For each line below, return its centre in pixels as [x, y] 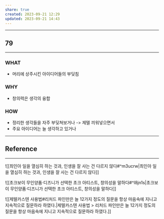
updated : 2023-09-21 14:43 [32, 19]
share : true [17, 10]
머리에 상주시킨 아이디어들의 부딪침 [45, 74]
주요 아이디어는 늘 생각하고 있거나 [44, 129]
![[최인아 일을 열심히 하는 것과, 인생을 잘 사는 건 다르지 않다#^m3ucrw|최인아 [78, 166]
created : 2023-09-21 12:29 [32, 14]
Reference [21, 149]
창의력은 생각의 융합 [31, 98]
